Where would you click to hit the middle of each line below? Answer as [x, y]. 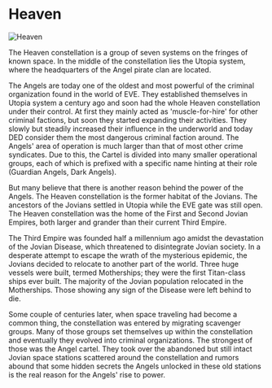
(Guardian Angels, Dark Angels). [62, 172]
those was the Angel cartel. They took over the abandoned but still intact [130, 349]
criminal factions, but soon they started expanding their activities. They [127, 120]
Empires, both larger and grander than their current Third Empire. [118, 222]
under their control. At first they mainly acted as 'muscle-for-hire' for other [133, 111]
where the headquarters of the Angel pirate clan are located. [110, 69]
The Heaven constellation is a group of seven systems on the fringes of [128, 52]
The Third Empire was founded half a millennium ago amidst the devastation [136, 238]
